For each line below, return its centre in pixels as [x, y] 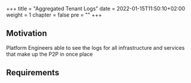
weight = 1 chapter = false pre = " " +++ [54, 15]
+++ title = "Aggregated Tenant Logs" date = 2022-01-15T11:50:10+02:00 [96, 9]
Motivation [27, 33]
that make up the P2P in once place [50, 54]
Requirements [33, 73]
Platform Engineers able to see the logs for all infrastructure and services [95, 47]
